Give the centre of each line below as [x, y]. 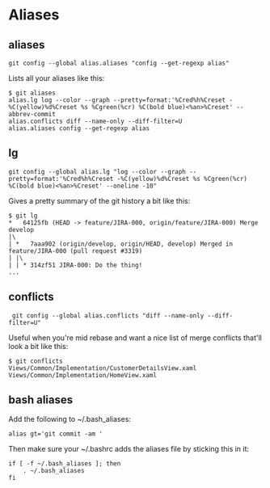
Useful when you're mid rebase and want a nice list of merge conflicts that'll [135, 338]
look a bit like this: [38, 346]
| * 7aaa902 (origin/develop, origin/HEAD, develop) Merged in [120, 244]
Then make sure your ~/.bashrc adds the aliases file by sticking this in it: [129, 449]
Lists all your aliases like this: [57, 78]
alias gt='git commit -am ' [56, 434]
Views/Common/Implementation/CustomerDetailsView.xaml [103, 368]
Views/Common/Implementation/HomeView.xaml [83, 375]
